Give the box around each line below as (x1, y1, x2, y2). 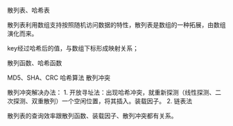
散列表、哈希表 (7, 6, 50, 14)
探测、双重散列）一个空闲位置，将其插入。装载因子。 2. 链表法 (12, 97, 193, 105)
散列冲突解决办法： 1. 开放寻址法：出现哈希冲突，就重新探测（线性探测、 (7, 89, 216, 96)
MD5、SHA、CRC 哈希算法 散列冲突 (7, 73, 111, 82)
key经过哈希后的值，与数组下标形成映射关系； (7, 44, 139, 52)
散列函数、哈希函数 (7, 59, 62, 67)
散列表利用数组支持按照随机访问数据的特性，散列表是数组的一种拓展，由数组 (7, 21, 226, 29)
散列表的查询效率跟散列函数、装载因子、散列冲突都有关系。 (7, 111, 178, 120)
